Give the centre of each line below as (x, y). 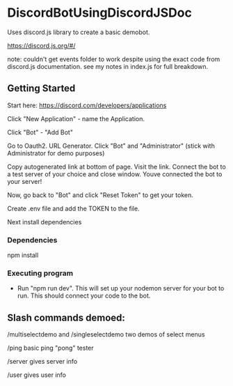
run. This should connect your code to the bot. (84, 296)
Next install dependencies (45, 222)
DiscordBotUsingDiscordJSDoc (100, 13)
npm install (23, 255)
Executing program (40, 273)
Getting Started (41, 88)
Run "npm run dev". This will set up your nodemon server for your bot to (121, 288)
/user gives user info (37, 375)
